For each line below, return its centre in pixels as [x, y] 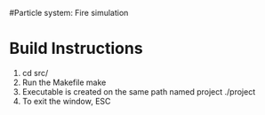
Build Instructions [76, 49]
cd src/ [35, 73]
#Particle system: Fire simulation [69, 13]
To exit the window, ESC [66, 101]
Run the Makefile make [64, 82]
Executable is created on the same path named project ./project [139, 91]
